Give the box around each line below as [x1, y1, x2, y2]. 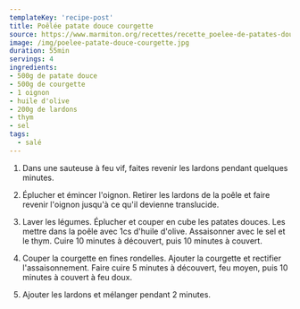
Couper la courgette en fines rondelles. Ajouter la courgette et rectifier [21, 253, 282, 263]
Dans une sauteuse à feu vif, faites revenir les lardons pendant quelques [21, 162, 288, 173]
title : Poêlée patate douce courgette [9, 21, 154, 30]
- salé [17, 138, 42, 147]
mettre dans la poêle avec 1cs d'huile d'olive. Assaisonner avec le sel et [21, 226, 286, 236]
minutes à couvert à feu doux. [21, 271, 133, 282]
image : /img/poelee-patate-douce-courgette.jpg [9, 38, 190, 47]
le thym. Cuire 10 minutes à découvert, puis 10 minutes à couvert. [21, 235, 263, 246]
